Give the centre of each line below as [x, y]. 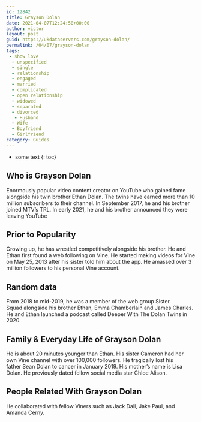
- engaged [24, 79]
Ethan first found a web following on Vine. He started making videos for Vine [101, 255]
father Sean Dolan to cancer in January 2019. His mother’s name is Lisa [94, 367]
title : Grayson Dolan [33, 17]
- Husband [26, 117]
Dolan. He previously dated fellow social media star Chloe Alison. [86, 373]
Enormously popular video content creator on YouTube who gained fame [96, 190]
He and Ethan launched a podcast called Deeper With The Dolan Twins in [97, 314]
